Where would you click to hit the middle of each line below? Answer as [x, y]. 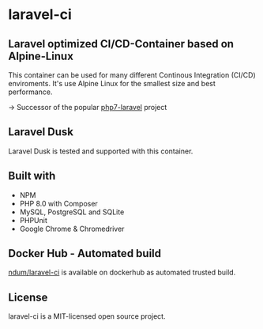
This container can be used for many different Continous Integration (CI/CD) [132, 75]
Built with [32, 176]
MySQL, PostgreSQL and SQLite [72, 212]
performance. [30, 92]
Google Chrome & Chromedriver [72, 229]
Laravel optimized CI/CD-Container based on [121, 44]
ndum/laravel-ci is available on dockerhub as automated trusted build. [122, 272]
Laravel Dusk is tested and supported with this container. [101, 151]
